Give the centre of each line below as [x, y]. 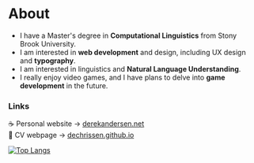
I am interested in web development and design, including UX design [133, 52]
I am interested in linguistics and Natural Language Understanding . [130, 69]
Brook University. [48, 43]
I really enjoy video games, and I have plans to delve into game [122, 77]
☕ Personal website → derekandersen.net [76, 124]
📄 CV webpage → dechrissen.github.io [71, 135]
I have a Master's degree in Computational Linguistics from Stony [128, 35]
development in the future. [64, 85]
